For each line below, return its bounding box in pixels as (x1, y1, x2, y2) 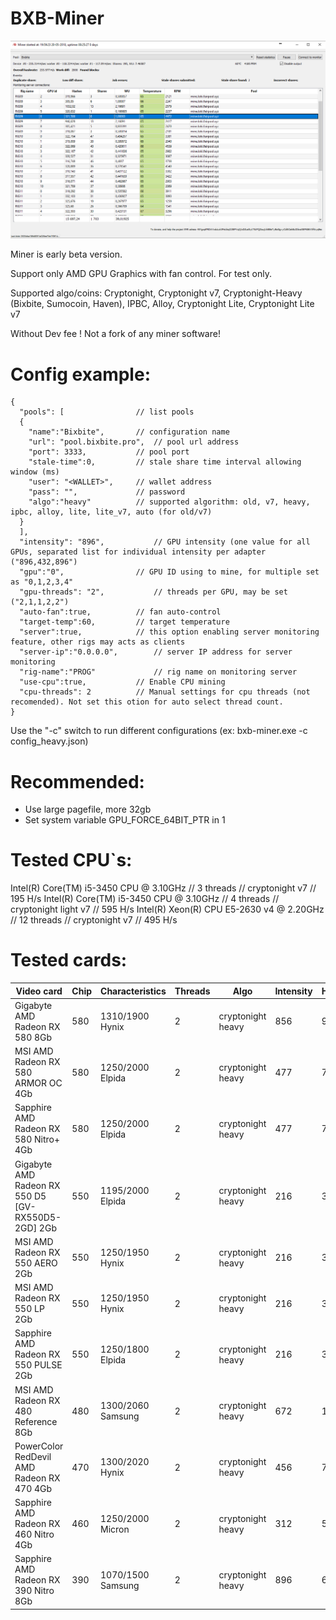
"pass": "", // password (28, 487, 186, 497)
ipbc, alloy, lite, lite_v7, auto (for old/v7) (10, 507, 213, 517)
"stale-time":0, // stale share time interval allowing (28, 457, 302, 467)
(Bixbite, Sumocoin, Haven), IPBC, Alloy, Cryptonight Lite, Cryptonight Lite (10, 298, 315, 310)
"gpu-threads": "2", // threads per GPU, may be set (19, 587, 288, 597)
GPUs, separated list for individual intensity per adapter (10, 547, 267, 557)
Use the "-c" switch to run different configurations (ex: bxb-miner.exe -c (10, 725, 308, 737)
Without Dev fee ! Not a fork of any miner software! (10, 328, 221, 340)
